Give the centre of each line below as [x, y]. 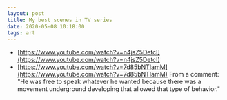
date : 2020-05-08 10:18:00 [46, 26]
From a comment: [194, 74]
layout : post [26, 13]
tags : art [21, 33]
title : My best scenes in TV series [60, 20]
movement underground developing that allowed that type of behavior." [119, 89]
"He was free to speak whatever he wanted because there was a [109, 82]
